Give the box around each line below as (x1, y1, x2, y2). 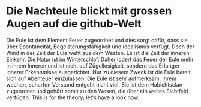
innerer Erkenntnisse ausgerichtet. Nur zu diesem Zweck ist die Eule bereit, (6, 68, 193, 75)
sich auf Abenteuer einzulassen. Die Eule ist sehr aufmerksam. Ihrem (6, 75, 177, 82)
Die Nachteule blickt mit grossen (6, 4, 172, 18)
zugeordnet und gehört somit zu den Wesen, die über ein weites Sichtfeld (6, 87, 188, 94)
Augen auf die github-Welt (6, 17, 142, 30)
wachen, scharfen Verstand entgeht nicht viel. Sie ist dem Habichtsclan (6, 81, 183, 88)
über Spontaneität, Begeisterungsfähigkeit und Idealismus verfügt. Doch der (6, 43, 195, 50)
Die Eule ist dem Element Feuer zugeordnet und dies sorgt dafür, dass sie (6, 36, 188, 44)
